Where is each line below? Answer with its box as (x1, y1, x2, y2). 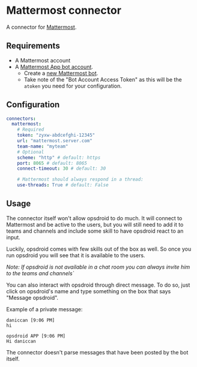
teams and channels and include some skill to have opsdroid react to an (6, 227, 184, 234)
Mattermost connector (6, 4, 122, 17)
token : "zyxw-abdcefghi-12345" (17, 133, 95, 139)
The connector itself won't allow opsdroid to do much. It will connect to (6, 214, 183, 222)
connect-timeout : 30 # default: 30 (17, 166, 106, 172)
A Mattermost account (14, 56, 71, 64)
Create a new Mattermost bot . (23, 70, 98, 77)
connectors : (6, 115, 36, 122)
